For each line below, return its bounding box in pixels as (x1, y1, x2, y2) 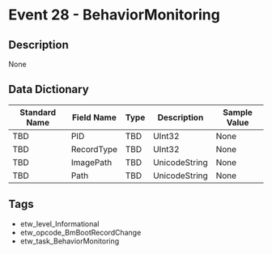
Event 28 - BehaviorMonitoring (8, 6, 220, 24)
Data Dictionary (8, 83, 89, 96)
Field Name (71, 112, 117, 123)
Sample (222, 107, 253, 118)
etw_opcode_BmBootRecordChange (19, 227, 142, 237)
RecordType (70, 143, 118, 155)
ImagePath (70, 156, 113, 167)
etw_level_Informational (19, 218, 100, 228)
